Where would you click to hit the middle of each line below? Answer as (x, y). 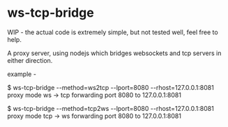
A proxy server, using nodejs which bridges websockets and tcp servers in (114, 53)
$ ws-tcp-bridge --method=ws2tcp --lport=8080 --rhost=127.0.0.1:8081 (111, 87)
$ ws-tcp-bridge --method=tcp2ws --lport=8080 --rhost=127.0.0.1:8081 (111, 108)
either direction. (30, 60)
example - (22, 74)
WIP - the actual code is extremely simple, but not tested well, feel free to (113, 32)
